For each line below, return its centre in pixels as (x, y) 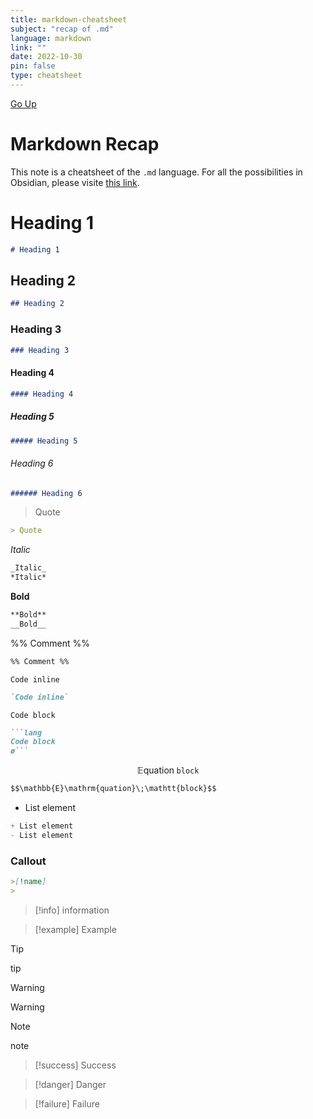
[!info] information (72, 910)
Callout (28, 861)
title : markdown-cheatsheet (69, 19)
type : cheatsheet (46, 76)
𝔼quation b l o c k (168, 770)
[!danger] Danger (70, 1084)
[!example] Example (75, 929)
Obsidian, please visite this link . (75, 182)
